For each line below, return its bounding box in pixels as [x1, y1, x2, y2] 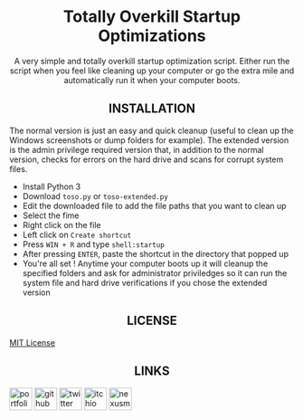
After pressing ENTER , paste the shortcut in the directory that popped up [22, 248, 289, 259]
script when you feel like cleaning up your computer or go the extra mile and [9, 65, 295, 76]
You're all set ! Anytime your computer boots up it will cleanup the [22, 258, 269, 269]
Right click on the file [22, 219, 101, 230]
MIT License [9, 337, 56, 348]
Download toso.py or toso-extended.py [22, 190, 169, 201]
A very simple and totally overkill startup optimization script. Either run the [14, 55, 290, 66]
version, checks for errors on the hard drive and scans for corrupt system [9, 154, 284, 165]
